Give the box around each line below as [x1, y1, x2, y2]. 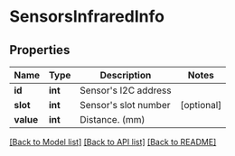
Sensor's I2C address [80, 84, 172, 96]
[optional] [180, 99, 222, 111]
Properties [9, 42, 70, 58]
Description [99, 69, 152, 81]
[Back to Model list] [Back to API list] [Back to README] [9, 137, 217, 147]
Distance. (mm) [80, 114, 146, 125]
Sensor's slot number [80, 99, 171, 111]
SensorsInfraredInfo [9, 6, 165, 27]
